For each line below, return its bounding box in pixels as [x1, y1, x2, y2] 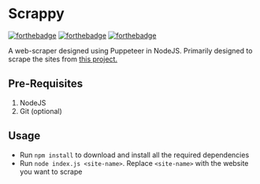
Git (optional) [19, 106, 63, 116]
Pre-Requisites [8, 77, 84, 90]
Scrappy [8, 5, 65, 23]
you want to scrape [19, 167, 83, 176]
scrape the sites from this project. [8, 54, 118, 64]
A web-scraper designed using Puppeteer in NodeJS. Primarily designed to [8, 46, 253, 55]
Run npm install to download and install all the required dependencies [19, 150, 250, 160]
